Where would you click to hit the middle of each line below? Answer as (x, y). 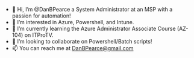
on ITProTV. (39, 35)
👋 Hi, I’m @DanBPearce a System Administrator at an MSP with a (92, 9)
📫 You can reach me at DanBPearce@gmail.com (73, 48)
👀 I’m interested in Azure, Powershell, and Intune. (73, 22)
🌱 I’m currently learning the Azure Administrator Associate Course (94, 28)
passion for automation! (41, 16)
